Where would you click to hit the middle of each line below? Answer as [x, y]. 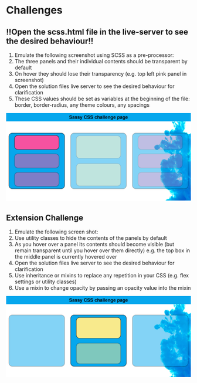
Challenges [34, 10]
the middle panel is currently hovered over [66, 257]
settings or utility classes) [46, 282]
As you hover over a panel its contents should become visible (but [94, 244]
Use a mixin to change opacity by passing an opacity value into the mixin [103, 288]
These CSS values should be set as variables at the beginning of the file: [102, 99]
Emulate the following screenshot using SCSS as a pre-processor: [94, 55]
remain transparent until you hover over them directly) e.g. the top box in [102, 250]
